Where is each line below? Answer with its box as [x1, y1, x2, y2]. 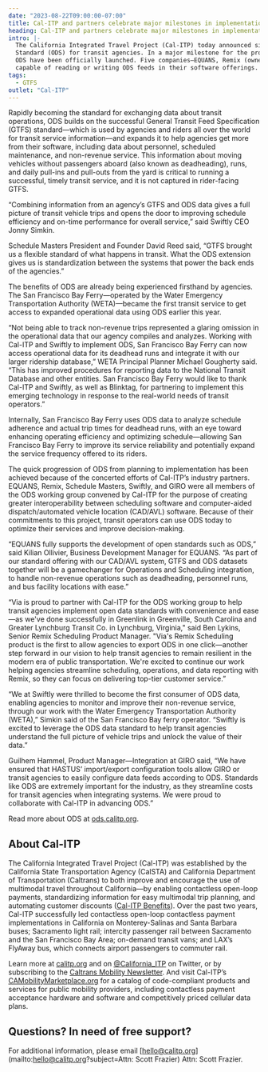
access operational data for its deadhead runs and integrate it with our [8, 349, 240, 358]
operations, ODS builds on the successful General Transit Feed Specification [8, 117, 260, 126]
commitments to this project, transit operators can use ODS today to [8, 515, 233, 525]
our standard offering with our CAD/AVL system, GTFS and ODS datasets [8, 557, 248, 566]
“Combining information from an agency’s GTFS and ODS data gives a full [8, 200, 250, 210]
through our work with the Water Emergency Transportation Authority [8, 706, 237, 716]
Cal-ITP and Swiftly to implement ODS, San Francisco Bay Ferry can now [8, 340, 247, 350]
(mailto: [8, 1054, 33, 1064]
